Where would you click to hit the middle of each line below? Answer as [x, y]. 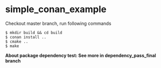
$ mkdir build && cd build [34, 32]
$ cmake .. [17, 42]
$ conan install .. [26, 37]
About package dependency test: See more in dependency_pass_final [81, 55]
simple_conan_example [56, 9]
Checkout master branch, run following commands [58, 23]
